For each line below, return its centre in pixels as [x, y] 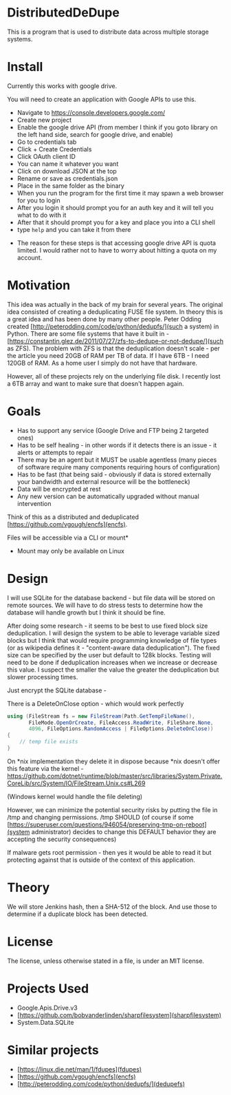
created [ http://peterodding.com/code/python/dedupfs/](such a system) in [113, 326]
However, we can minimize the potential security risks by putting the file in [112, 809]
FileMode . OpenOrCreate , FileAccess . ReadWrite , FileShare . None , [121, 723]
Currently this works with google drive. [62, 86]
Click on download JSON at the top [67, 171]
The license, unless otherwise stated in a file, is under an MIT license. [106, 961]
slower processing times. [43, 677]
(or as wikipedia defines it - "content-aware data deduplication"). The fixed [113, 648]
